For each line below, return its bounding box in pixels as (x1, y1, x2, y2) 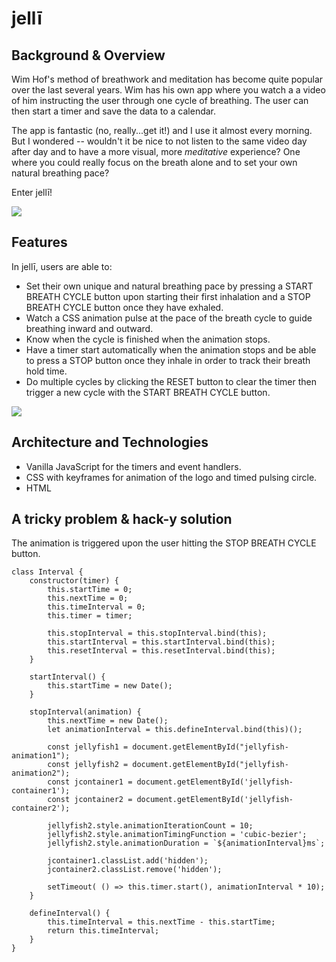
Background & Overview (11, 47, 166, 64)
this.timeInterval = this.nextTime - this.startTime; (47, 917, 276, 927)
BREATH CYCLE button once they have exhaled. (25, 301, 224, 313)
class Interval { (11, 567, 84, 577)
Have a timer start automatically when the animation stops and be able (25, 343, 317, 356)
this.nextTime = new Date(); (47, 716, 169, 726)
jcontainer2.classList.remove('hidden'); (47, 865, 223, 875)
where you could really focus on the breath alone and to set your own (11, 157, 298, 168)
